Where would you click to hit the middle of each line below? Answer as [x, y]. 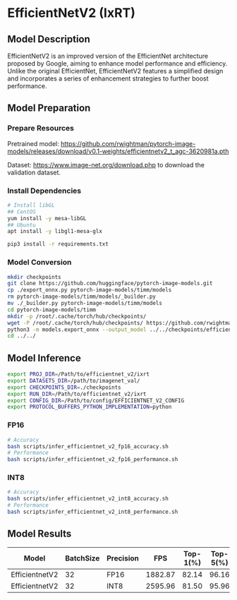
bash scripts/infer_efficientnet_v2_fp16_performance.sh [93, 460]
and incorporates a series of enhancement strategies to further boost [108, 78]
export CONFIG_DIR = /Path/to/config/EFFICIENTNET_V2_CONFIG [96, 400]
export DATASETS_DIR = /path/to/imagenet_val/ [74, 380]
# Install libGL [31, 205]
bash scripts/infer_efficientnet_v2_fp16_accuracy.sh [88, 446]
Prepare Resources [41, 128]
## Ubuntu [22, 225]
